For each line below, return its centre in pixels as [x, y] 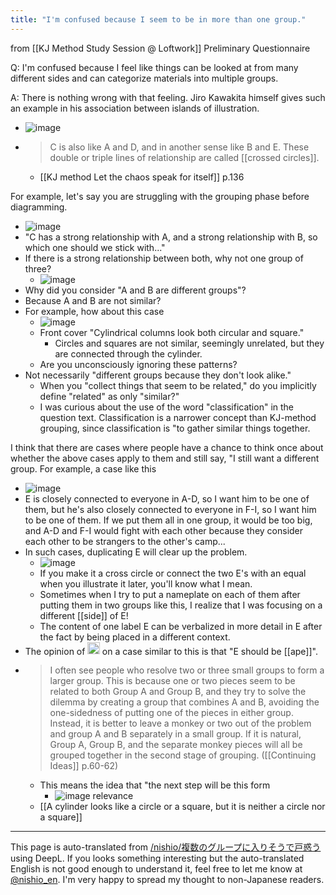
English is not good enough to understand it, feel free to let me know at [156, 869]
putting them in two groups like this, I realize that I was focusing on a [181, 605]
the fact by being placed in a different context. [135, 637]
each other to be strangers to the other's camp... [125, 541]
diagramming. [39, 207]
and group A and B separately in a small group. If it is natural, [175, 734]
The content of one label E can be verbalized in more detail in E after [181, 626]
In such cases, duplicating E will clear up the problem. [136, 552]
